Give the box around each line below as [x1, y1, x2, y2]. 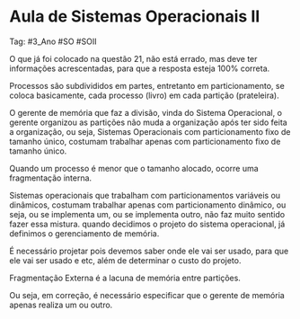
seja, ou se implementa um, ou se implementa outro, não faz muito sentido [9, 208, 286, 219]
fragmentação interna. [9, 173, 93, 183]
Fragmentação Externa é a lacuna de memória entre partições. [9, 272, 241, 283]
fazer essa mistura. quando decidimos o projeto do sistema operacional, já [9, 218, 286, 229]
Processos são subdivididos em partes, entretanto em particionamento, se [9, 80, 285, 91]
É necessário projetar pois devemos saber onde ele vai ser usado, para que [9, 245, 289, 256]
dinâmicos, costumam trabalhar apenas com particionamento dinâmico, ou [9, 199, 287, 210]
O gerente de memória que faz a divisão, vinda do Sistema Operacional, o [9, 107, 283, 118]
